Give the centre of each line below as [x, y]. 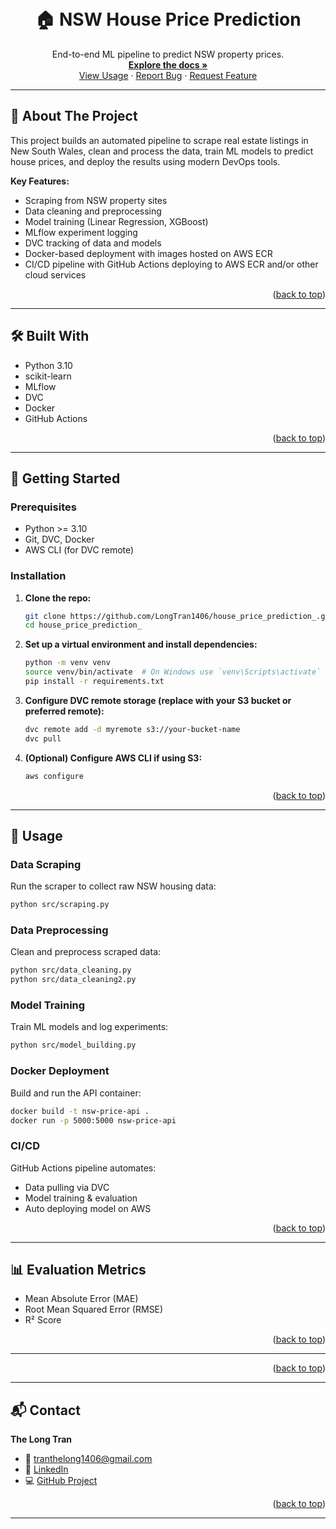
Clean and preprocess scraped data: [86, 952]
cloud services [55, 274]
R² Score [43, 1320]
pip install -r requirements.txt [94, 682]
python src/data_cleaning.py [71, 970]
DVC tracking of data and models [93, 243]
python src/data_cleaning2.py [73, 980]
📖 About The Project [74, 116]
